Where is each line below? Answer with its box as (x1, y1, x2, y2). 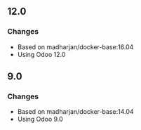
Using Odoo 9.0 (17, 115, 63, 124)
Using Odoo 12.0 (17, 50, 66, 58)
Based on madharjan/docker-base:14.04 (17, 108, 135, 116)
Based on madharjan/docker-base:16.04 (17, 42, 134, 51)
